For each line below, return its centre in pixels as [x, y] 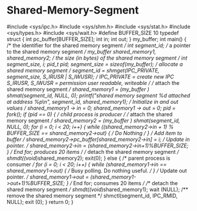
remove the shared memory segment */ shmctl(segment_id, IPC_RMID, [92, 196]
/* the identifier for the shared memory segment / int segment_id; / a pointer [99, 45]
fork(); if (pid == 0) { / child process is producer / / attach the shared [90, 114]
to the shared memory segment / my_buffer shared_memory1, [81, 51]
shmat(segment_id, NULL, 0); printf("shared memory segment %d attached [98, 95]
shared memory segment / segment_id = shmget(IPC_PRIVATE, [83, 70]
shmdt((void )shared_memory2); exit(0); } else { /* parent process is [89, 158]
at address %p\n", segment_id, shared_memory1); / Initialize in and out [93, 101]
